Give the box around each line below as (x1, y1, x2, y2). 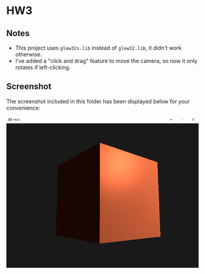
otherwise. (15, 51, 43, 58)
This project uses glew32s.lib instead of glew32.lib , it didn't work (15, 44, 182, 51)
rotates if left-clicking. (15, 64, 71, 71)
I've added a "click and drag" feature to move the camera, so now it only (15, 57, 198, 64)
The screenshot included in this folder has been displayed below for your (6, 97, 190, 105)
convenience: (6, 104, 41, 111)
